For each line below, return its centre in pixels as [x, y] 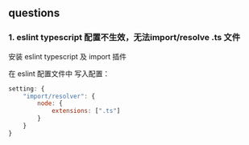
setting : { [27, 89]
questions [34, 13]
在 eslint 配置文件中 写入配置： [59, 73]
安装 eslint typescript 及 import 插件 [68, 56]
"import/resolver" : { [59, 96]
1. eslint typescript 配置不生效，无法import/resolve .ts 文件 [124, 38]
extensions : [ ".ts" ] [86, 111]
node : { [50, 103]
